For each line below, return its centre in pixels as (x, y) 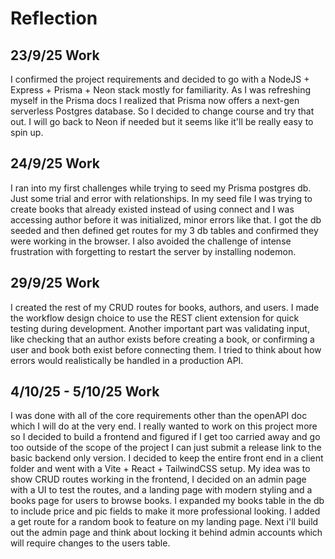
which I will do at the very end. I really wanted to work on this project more (164, 426)
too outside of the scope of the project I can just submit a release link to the (166, 448)
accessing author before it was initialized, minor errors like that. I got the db (166, 219)
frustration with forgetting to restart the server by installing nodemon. (153, 251)
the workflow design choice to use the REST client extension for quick (155, 318)
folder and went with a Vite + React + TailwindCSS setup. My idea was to (160, 469)
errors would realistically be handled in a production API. (127, 360)
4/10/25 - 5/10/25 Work (85, 392)
